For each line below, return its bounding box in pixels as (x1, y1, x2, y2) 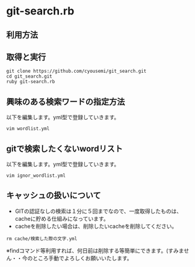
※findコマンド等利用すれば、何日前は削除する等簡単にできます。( (6, 247, 169, 254)
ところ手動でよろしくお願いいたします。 (32, 254, 132, 262)
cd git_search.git (6, 73, 52, 79)
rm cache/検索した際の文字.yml (6, 236, 78, 242)
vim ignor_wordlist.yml (6, 173, 66, 179)
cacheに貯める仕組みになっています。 (14, 215, 110, 222)
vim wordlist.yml (6, 126, 50, 132)
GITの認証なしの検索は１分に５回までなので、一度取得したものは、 (14, 207, 182, 215)
